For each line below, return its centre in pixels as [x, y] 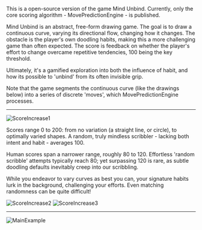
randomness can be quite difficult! [49, 191]
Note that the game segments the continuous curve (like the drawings [93, 88]
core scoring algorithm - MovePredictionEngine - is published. [83, 15]
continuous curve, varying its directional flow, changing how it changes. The [101, 33]
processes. [20, 101]
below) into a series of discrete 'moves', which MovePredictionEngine [92, 95]
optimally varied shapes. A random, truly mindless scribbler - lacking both [98, 136]
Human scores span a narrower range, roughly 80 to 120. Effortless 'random [100, 154]
